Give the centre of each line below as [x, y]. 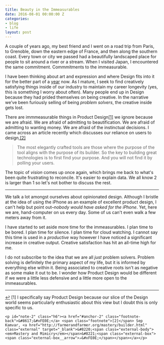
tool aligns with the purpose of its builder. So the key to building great [87, 152]
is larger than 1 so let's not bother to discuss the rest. [58, 183]
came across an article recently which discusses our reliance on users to [78, 133]
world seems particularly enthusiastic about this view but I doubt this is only [81, 302]
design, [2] [15, 138]
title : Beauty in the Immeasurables [42, 10]
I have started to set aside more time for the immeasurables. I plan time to [79, 227]
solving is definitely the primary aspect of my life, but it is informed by [75, 262]
